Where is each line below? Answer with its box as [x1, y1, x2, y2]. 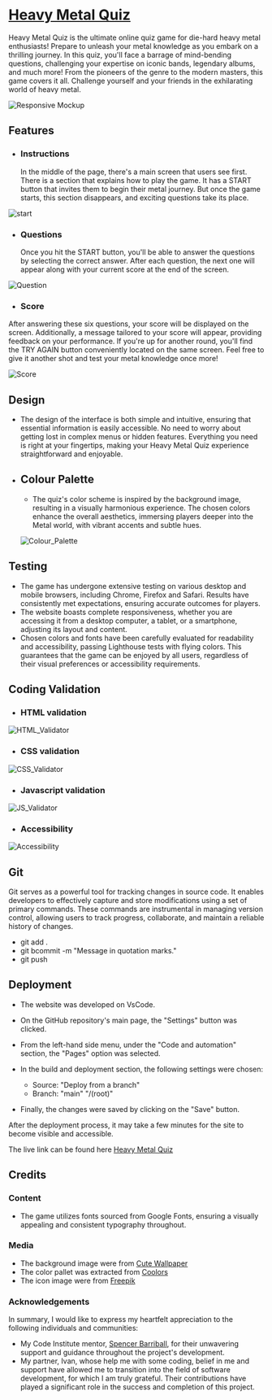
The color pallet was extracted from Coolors [19, 1267, 169, 1276]
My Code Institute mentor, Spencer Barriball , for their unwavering [19, 1339, 240, 1349]
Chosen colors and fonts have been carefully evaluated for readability [19, 633, 254, 643]
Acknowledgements [8, 1296, 90, 1307]
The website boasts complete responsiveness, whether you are [19, 607, 233, 617]
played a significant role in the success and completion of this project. [19, 1382, 256, 1392]
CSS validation [19, 746, 80, 757]
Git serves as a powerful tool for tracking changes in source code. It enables [8, 887, 265, 896]
